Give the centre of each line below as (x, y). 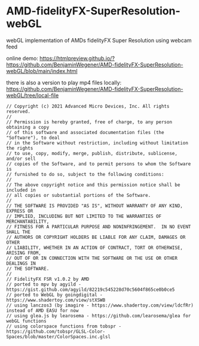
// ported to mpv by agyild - (44, 284)
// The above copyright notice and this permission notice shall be (93, 185)
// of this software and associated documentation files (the (85, 132)
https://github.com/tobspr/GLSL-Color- (56, 331)
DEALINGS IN (21, 263)
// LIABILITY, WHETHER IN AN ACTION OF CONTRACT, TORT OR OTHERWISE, (95, 248)
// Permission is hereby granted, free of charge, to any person (89, 122)
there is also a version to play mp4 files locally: (64, 83)
